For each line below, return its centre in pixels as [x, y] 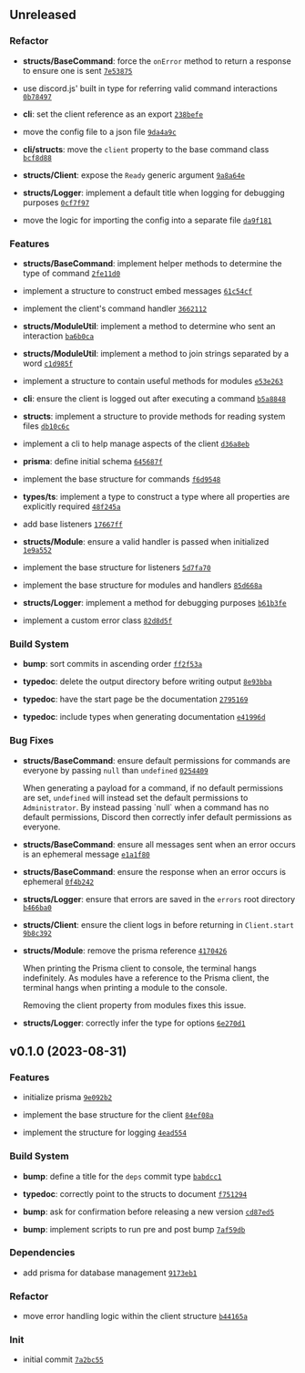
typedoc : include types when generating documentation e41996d [144, 717]
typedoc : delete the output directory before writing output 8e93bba [147, 681]
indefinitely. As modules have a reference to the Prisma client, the [146, 978]
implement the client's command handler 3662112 [115, 308]
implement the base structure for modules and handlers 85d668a [142, 585]
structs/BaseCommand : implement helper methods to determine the [152, 263]
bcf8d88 [37, 158]
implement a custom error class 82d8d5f [97, 620]
